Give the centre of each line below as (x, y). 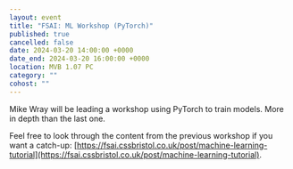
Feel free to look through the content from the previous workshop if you (141, 135)
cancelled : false (42, 42)
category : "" (33, 76)
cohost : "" (29, 84)
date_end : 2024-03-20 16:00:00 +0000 (80, 59)
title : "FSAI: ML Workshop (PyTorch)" (81, 26)
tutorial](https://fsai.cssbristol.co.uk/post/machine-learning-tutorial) (134, 154)
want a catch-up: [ (43, 145)
